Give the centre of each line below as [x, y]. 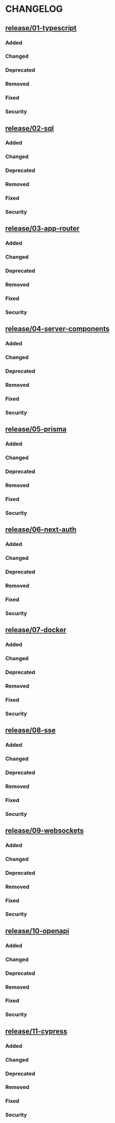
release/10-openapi [37, 931]
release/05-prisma [36, 429]
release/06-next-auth [41, 530]
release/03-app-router [43, 229]
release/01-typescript [41, 28]
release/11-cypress [36, 1031]
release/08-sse [31, 731]
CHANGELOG [34, 9]
